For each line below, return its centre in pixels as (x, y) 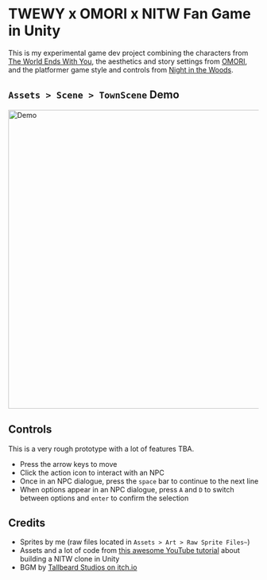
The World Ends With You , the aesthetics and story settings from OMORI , (128, 61)
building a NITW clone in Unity (70, 559)
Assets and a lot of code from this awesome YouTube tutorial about (130, 551)
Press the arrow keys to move (68, 464)
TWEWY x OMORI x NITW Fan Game (130, 14)
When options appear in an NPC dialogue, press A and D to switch (127, 489)
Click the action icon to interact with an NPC (92, 472)
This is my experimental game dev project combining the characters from (128, 53)
